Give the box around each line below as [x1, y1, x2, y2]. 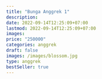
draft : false [6, 48, 38, 53]
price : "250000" [6, 36, 46, 42]
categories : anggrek [6, 42, 57, 48]
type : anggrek [6, 58, 41, 64]
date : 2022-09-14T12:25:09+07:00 [6, 20, 88, 26]
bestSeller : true [6, 64, 49, 70]
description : [6, 14, 38, 20]
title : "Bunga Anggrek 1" [6, 8, 70, 15]
